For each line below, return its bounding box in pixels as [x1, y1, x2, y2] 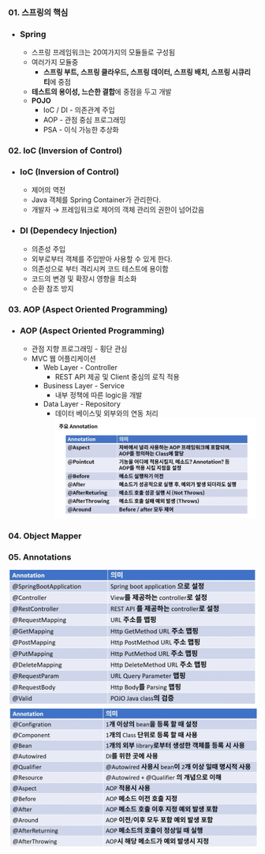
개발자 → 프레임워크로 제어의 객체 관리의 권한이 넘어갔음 [31, 205, 205, 215]
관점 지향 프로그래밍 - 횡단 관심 [31, 343, 128, 353]
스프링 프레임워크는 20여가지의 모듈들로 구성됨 [31, 47, 176, 57]
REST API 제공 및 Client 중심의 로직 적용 [54, 372, 180, 381]
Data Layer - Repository [43, 399, 121, 408]
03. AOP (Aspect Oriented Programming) [8, 304, 168, 315]
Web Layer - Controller [43, 362, 118, 372]
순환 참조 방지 [31, 283, 74, 293]
